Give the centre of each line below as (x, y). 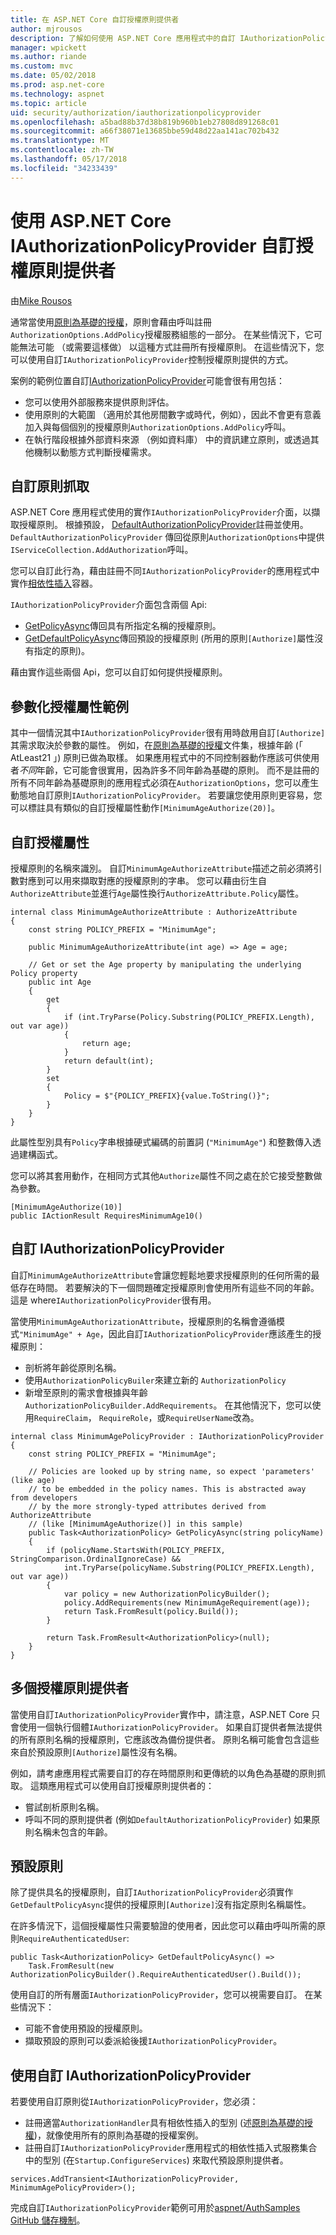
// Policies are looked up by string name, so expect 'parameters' (171, 1471)
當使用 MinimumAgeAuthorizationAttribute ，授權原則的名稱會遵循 (143, 1321)
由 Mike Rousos (41, 300)
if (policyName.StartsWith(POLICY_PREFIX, (136, 1550)
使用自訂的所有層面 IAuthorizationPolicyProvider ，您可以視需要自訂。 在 (162, 1995)
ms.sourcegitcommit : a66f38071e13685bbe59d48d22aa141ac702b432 (145, 131)
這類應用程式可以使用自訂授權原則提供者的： (122, 1785)
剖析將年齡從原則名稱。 (73, 1367)
